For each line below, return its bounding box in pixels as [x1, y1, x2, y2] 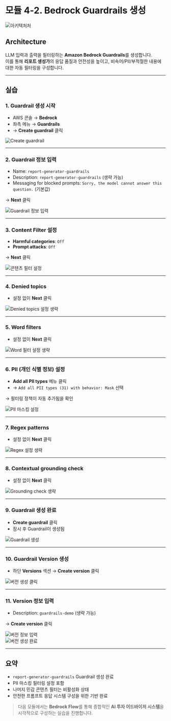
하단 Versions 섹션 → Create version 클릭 [12, 568, 99, 574]
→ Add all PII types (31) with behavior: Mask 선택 [12, 384, 124, 391]
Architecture [5, 38, 47, 46]
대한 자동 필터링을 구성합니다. [5, 64, 64, 70]
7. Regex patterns [5, 424, 49, 431]
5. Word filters [5, 324, 42, 331]
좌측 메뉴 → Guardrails [12, 121, 60, 127]
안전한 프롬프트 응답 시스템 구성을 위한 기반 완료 [12, 693, 108, 699]
